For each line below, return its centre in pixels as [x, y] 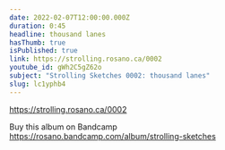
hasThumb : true [38, 42]
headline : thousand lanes [57, 34]
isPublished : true [43, 51]
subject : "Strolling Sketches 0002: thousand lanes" [110, 76]
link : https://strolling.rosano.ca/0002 [86, 59]
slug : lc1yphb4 [38, 84]
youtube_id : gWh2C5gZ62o [56, 68]
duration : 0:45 [38, 26]
